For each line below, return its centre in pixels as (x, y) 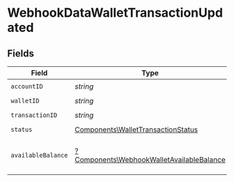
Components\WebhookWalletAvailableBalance (150, 160)
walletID (25, 100)
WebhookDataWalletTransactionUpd (115, 13)
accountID (27, 86)
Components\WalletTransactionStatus (136, 129)
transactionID (34, 115)
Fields (21, 53)
